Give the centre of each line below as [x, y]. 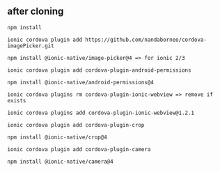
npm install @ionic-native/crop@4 [57, 137]
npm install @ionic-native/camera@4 [60, 162]
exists [17, 100]
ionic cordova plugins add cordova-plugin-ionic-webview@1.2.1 [101, 113]
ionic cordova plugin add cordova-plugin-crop [76, 125]
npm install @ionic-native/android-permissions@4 [81, 82]
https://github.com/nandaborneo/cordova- [146, 40]
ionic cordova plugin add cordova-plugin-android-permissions [99, 70]
